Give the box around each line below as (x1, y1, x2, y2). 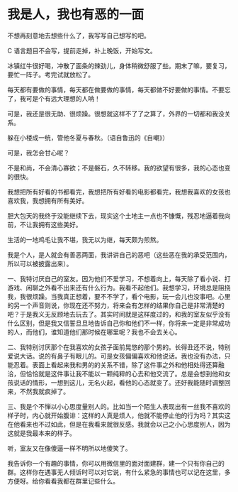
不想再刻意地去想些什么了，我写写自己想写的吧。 (7, 31, 150, 40)
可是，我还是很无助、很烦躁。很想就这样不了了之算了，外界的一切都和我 (7, 109, 218, 118)
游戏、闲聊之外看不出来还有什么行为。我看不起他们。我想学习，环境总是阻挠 (7, 283, 231, 292)
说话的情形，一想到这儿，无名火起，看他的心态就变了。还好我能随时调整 (13, 378, 225, 387)
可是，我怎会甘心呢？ (7, 148, 69, 157)
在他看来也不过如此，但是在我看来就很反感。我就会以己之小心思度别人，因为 (7, 420, 231, 428)
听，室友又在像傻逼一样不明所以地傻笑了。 (7, 444, 132, 452)
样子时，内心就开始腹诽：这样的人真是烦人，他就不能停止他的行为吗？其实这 (7, 411, 231, 420)
